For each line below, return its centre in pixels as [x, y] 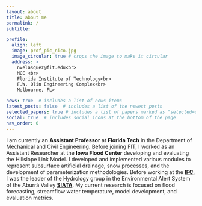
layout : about [24, 12]
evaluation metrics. [30, 198]
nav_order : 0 [23, 123]
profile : [17, 40]
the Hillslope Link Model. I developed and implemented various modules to [99, 160]
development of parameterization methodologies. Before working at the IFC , [101, 172]
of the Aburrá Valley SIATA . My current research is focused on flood [91, 185]
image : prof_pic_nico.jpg [44, 51]
